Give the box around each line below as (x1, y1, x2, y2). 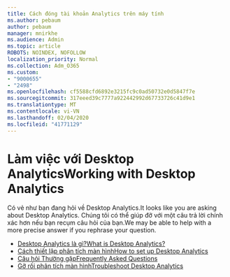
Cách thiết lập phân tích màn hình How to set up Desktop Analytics (17, 247, 208, 255)
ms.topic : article (7, 43, 61, 50)
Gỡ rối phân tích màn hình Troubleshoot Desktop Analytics (17, 262, 184, 270)
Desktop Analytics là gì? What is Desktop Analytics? (17, 239, 166, 248)
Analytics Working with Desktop (7, 166, 196, 182)
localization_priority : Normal (7, 56, 99, 63)
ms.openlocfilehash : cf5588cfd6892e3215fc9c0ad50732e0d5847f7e (7, 88, 196, 95)
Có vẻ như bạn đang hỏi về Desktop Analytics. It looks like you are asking (7, 204, 217, 212)
